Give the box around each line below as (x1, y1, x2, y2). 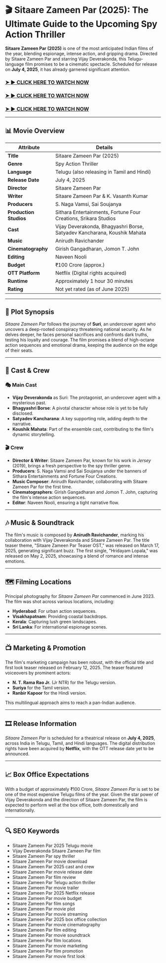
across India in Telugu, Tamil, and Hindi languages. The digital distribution (5, 740, 156, 746)
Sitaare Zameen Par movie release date (12, 869, 93, 875)
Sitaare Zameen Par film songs (12, 900, 75, 906)
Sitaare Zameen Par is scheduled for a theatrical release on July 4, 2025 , (5, 735, 155, 741)
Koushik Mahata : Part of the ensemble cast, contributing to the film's (12, 426, 154, 432)
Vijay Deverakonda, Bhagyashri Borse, (55, 223, 144, 230)
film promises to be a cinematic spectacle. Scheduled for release (25, 61, 157, 67)
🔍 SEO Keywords (5, 827, 60, 835)
